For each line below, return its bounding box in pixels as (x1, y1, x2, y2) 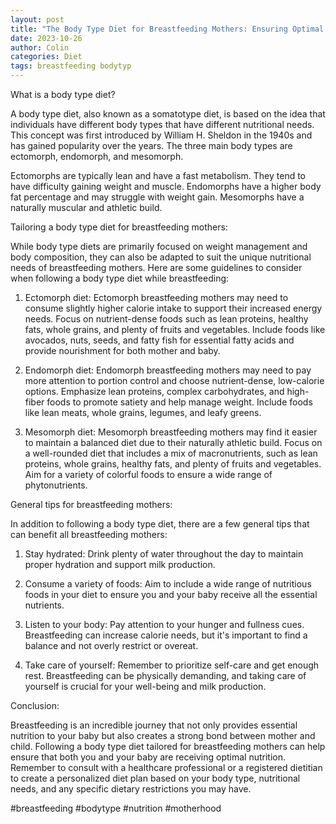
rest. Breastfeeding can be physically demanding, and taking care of (24, 670, 307, 681)
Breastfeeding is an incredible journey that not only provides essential (10, 719, 298, 731)
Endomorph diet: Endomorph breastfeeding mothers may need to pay (24, 364, 312, 376)
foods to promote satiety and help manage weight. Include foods (46, 396, 313, 408)
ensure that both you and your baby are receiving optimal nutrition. (10, 751, 287, 763)
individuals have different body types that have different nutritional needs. (10, 119, 315, 130)
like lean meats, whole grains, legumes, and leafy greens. (24, 407, 262, 418)
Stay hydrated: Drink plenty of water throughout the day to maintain (24, 548, 304, 560)
